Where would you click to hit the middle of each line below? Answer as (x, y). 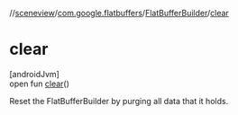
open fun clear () (40, 84)
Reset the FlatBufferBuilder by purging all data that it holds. (119, 101)
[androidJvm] (35, 74)
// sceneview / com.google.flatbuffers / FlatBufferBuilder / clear (119, 13)
